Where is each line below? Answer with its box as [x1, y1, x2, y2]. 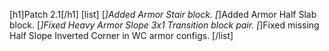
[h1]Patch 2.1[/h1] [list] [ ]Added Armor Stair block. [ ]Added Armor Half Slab [9, 9, 317, 20]
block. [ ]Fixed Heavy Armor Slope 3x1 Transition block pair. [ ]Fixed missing [9, 19, 320, 31]
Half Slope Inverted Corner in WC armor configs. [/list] [9, 30, 234, 41]
